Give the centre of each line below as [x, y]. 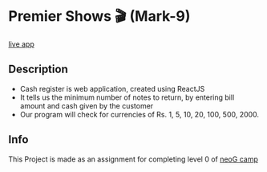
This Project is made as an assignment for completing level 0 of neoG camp [133, 159]
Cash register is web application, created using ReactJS [112, 88]
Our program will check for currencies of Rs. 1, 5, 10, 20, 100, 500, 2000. [139, 114]
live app [21, 44]
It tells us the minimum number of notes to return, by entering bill [127, 97]
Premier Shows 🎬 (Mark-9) [99, 16]
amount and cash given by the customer [87, 105]
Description [38, 70]
